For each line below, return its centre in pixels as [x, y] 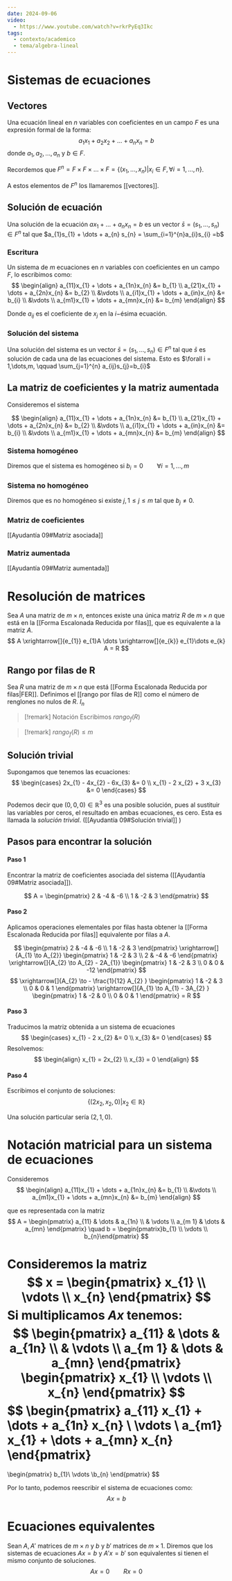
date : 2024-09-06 [32, 14]
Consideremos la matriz [77, 1264]
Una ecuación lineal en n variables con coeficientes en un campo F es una [113, 122]
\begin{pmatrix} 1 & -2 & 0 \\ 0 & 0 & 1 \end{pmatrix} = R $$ [116, 995]
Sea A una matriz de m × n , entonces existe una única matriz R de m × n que [116, 615]
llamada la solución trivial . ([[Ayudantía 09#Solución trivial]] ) [94, 820]
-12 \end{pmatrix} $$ [116, 970]
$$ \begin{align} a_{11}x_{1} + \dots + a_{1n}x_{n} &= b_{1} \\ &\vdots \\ [116, 1190]
